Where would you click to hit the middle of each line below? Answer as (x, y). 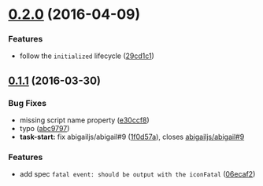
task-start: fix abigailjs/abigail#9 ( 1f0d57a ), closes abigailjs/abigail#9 (132, 137)
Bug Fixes (28, 103)
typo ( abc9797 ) (44, 129)
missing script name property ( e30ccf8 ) (84, 120)
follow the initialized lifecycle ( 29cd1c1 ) (87, 56)
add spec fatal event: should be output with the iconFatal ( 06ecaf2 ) (137, 174)
